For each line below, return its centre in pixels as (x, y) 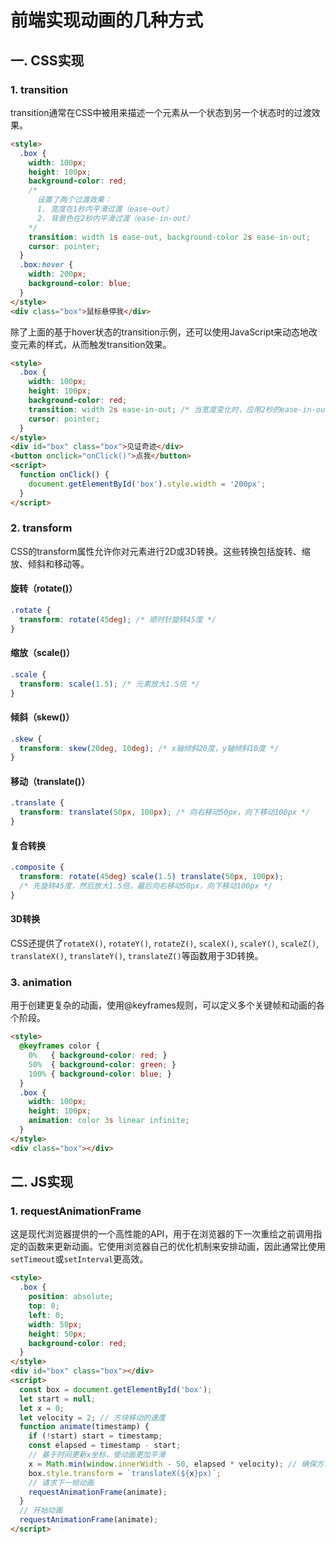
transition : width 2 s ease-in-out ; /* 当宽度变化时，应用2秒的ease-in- (172, 409)
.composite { (37, 867)
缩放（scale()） (43, 653)
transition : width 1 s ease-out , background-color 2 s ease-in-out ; (169, 237)
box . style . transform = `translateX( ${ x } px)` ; (125, 1473)
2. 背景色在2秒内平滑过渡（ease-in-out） (115, 218)
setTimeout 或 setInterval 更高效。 (79, 1259)
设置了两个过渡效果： (74, 200)
